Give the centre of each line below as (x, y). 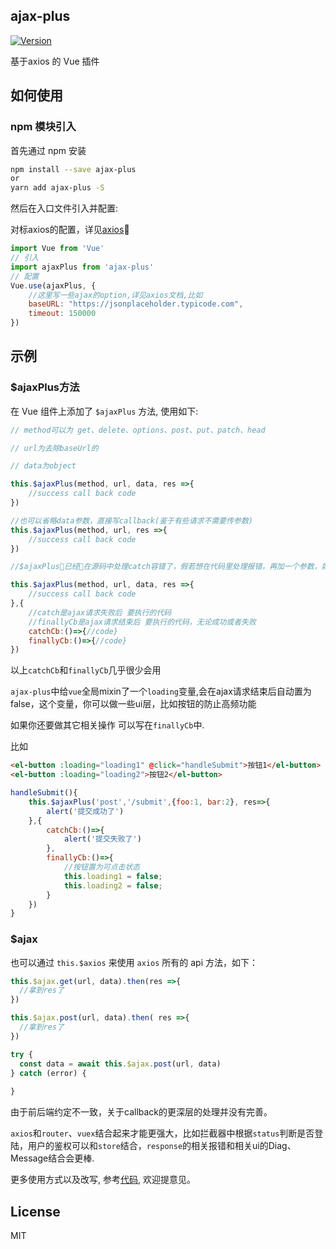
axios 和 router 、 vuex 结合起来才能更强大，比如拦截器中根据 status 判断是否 (162, 1133)
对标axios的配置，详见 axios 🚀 (70, 230)
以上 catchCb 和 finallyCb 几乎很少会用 (86, 670)
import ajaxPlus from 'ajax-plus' (82, 267)
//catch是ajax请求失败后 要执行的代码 (100, 612)
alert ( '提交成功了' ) (85, 811)
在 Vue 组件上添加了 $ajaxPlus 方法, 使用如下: (104, 411)
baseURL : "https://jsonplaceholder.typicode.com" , (136, 304)
